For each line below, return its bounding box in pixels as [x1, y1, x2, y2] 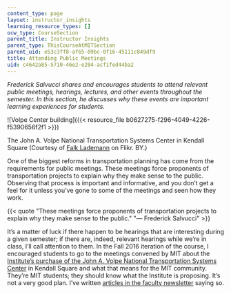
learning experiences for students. [7, 102, 106, 110]
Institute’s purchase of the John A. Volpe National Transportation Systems [7, 256, 217, 265]
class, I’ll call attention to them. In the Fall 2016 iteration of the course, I [7, 242, 209, 250]
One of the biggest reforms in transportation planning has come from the [7, 156, 214, 165]
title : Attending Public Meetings [7, 55, 107, 62]
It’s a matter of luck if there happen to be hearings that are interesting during [7, 227, 225, 235]
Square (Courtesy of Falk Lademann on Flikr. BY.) [7, 143, 148, 151]
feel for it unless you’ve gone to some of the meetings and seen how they [7, 186, 217, 194]
